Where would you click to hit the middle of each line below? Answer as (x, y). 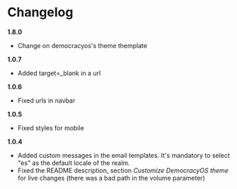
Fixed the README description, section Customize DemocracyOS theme (123, 170)
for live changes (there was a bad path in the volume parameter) (111, 178)
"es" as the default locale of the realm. (74, 163)
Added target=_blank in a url (59, 73)
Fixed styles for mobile (51, 127)
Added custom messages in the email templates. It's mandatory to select (123, 155)
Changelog (40, 12)
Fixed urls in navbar (46, 101)
